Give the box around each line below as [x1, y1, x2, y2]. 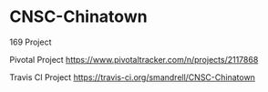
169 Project [9, 36, 52, 47]
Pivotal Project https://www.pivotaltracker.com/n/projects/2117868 [9, 54, 259, 65]
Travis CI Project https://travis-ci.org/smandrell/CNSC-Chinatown [9, 71, 255, 83]
